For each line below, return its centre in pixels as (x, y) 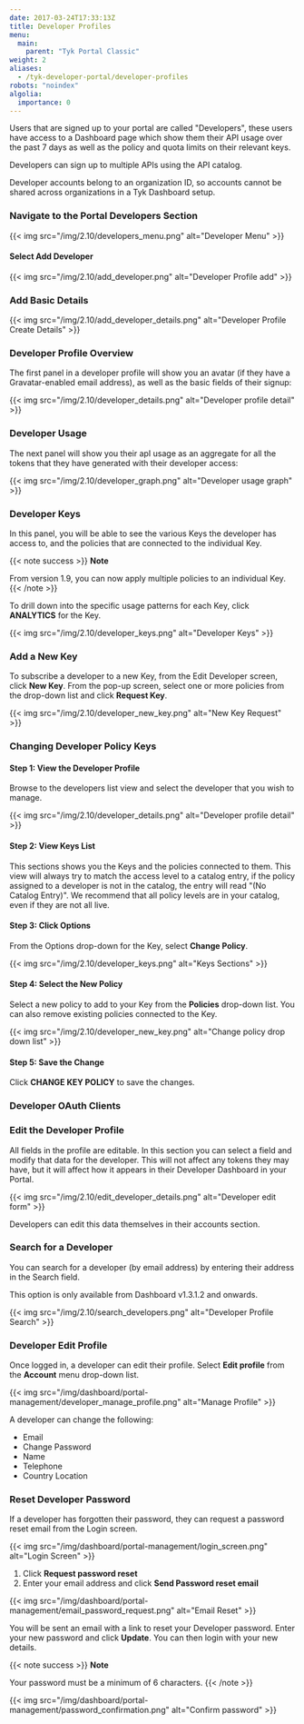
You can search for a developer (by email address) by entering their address (152, 1267)
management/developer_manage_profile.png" (95, 1402)
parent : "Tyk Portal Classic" (83, 52)
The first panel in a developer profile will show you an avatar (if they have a (150, 373)
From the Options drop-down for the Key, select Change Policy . (129, 945)
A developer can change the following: (82, 1420)
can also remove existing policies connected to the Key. (113, 1014)
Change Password (57, 1447)
